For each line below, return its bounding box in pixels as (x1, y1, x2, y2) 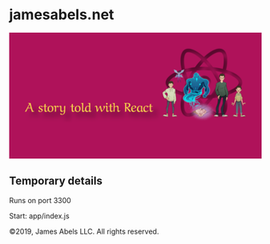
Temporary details (9, 174, 103, 188)
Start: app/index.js (9, 210, 71, 221)
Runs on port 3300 (9, 195, 71, 205)
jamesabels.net (9, 6, 115, 24)
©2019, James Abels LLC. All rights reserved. (9, 226, 159, 236)
